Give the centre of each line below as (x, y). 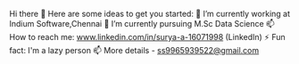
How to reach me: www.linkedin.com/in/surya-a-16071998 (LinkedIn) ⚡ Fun (147, 37)
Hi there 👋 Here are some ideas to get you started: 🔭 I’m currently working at (150, 14)
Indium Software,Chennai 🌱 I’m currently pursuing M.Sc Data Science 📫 (142, 24)
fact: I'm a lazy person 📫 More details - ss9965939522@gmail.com (134, 50)
